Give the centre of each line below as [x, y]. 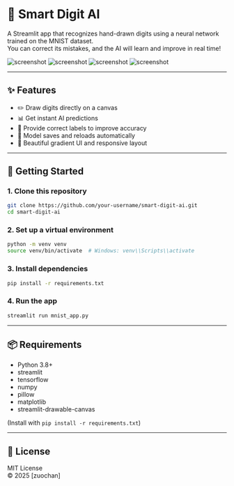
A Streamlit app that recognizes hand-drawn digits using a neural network [113, 33]
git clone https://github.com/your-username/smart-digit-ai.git [102, 206]
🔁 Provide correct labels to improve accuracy [82, 128]
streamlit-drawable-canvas [56, 409]
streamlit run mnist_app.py [48, 316]
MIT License [25, 468]
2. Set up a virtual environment [60, 230]
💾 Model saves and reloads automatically [76, 135]
